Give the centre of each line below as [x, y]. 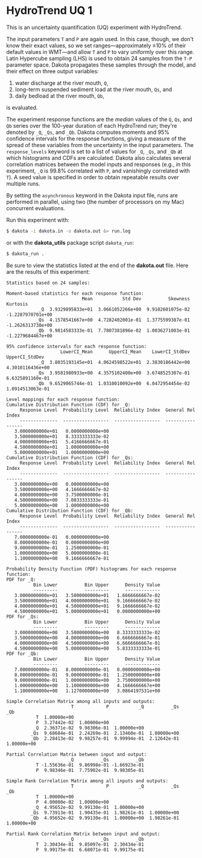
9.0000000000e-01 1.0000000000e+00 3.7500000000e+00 [87, 680]
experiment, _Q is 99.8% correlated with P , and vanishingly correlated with [98, 171]
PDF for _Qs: [23, 616]
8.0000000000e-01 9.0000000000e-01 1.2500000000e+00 [87, 675]
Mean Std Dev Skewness [136, 299]
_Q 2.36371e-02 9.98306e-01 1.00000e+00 [89, 728]
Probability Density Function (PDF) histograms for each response [91, 569]
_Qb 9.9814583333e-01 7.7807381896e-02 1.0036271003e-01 [113, 331]
